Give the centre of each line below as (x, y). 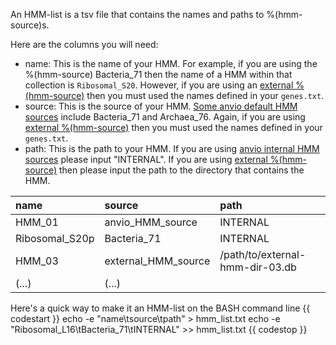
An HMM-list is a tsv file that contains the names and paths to (137, 14)
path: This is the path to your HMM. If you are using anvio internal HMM (172, 148)
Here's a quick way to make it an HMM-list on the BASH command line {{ (160, 308)
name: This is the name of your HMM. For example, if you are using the (171, 63)
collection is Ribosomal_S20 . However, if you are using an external (159, 85)
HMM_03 (37, 261)
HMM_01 (37, 222)
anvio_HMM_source (151, 222)
